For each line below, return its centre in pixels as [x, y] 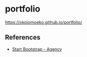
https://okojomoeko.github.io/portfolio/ [43, 22]
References [23, 37]
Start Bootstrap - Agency [37, 49]
